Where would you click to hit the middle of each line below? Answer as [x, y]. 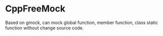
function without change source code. [44, 27]
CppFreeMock [35, 9]
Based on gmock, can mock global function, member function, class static [82, 22]
